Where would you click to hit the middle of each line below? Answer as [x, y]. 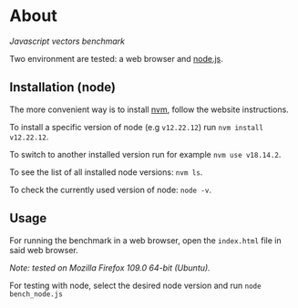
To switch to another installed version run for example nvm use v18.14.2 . [145, 154]
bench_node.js [36, 294]
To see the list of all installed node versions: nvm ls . [106, 172]
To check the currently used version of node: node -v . [111, 190]
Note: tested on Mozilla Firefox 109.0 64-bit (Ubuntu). [110, 267]
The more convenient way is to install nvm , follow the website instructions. [149, 109]
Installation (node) [63, 87]
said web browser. [44, 250]
